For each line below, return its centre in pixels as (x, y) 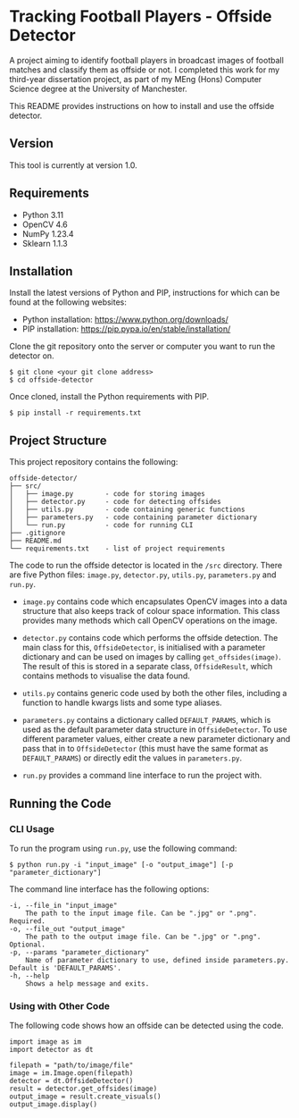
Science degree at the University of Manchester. (98, 88)
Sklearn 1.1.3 (45, 243)
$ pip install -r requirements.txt (75, 413)
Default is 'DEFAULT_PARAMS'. (66, 968)
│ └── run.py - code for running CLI (101, 525)
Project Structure (58, 440)
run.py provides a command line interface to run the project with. (142, 776)
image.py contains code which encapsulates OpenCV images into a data (154, 601)
